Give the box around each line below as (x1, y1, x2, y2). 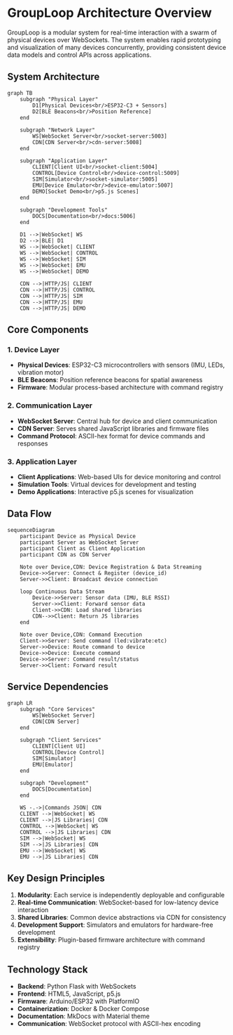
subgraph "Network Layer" (20, 126, 96, 134)
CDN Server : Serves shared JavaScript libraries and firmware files (17, 424, 209, 433)
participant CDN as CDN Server (20, 551, 111, 558)
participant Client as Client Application (20, 545, 146, 552)
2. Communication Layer (7, 401, 93, 410)
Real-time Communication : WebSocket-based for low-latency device (17, 898, 219, 907)
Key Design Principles (7, 873, 105, 885)
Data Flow (7, 508, 52, 520)
